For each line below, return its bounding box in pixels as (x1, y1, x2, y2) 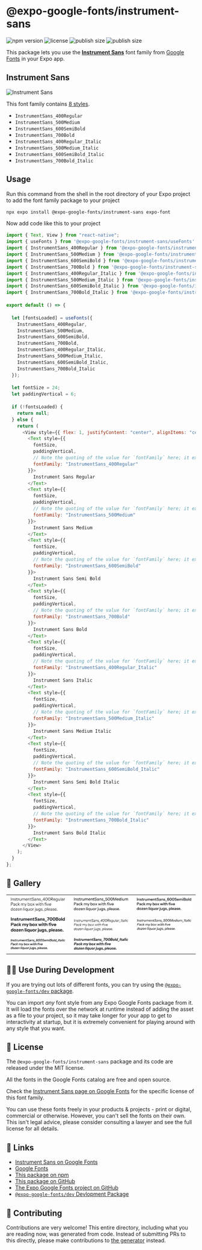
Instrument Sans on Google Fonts (14, 1158, 98, 1166)
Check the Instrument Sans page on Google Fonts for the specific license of (6, 1088, 194, 1095)
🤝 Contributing (6, 1208, 63, 1218)
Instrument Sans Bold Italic (32, 830, 106, 836)
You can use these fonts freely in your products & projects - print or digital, (6, 1106, 192, 1113)
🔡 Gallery (6, 878, 41, 888)
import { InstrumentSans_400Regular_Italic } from (6, 270, 136, 277)
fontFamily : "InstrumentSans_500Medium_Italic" (32, 715, 155, 721)
